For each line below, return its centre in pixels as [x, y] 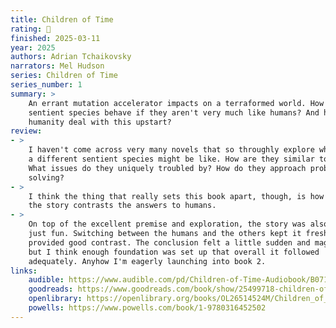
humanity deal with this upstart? [100, 122]
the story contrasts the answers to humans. [122, 206]
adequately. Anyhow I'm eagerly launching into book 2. [147, 261]
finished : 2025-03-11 [55, 38]
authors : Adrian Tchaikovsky [71, 57]
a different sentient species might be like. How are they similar [171, 159]
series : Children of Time [64, 76]
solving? [46, 177]
